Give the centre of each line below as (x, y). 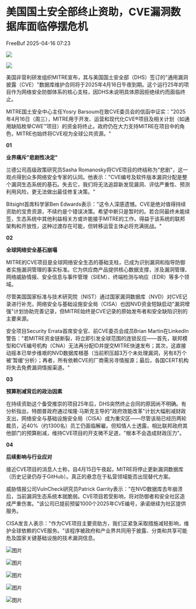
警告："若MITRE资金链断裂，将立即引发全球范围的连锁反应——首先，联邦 (94, 338)
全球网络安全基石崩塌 (32, 250)
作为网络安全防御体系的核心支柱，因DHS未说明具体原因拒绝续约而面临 (96, 92)
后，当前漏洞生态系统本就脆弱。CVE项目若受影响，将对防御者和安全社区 (93, 496)
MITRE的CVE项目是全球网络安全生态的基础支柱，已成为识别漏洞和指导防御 (96, 262)
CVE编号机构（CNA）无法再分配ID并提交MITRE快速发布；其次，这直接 (101, 345)
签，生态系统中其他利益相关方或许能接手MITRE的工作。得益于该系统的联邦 (96, 219)
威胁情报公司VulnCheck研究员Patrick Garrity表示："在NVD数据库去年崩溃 (94, 488)
